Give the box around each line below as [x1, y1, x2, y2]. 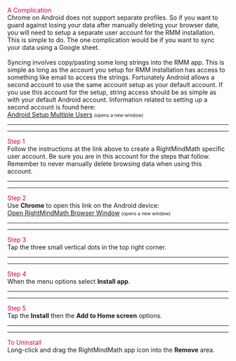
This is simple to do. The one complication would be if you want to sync [7, 36, 215, 44]
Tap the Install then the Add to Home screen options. [7, 312, 163, 320]
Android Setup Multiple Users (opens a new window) [7, 110, 144, 119]
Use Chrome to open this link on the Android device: [7, 202, 159, 209]
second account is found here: [7, 103, 96, 111]
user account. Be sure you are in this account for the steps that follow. [7, 152, 211, 160]
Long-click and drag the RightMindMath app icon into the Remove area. [7, 346, 216, 354]
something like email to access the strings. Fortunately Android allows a [7, 73, 215, 81]
